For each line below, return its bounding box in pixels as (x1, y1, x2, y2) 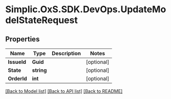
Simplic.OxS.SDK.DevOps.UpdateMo (5, 4, 166, 15)
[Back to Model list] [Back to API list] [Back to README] (5, 88, 123, 94)
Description (52, 50, 81, 57)
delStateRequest (5, 14, 78, 26)
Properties (5, 35, 40, 43)
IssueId (8, 59, 27, 65)
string (32, 67, 47, 73)
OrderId (8, 75, 27, 82)
